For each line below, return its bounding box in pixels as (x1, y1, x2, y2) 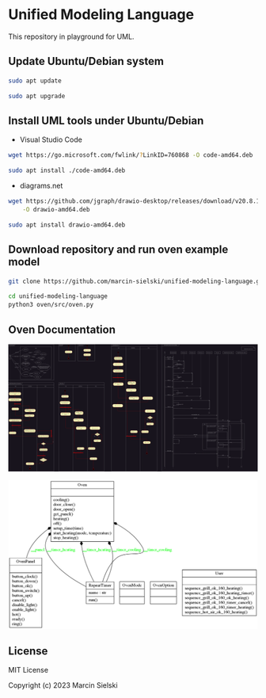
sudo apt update (8, 77, 62, 85)
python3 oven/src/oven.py (8, 301, 93, 309)
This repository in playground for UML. (8, 32, 135, 41)
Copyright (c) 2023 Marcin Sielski (8, 681, 118, 690)
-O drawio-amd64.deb (22, 205, 90, 213)
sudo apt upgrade (8, 92, 66, 100)
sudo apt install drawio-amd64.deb (8, 220, 126, 229)
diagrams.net (19, 181, 63, 191)
